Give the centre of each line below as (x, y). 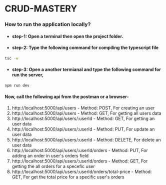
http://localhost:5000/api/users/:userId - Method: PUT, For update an (83, 129)
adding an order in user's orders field (50, 156)
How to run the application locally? (48, 24)
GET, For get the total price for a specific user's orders (68, 177)
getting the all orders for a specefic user (53, 166)
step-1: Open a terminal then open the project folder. (67, 36)
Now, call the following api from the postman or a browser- (67, 97)
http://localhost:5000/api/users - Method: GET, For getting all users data (86, 113)
